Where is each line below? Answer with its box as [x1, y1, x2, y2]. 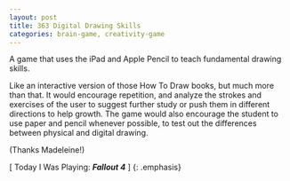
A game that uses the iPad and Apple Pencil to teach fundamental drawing [9, 54, 282, 65]
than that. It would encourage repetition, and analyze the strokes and [9, 90, 262, 100]
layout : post [9, 12, 58, 22]
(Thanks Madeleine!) [9, 145, 85, 155]
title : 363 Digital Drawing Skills [9, 21, 141, 30]
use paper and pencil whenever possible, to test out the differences [9, 118, 257, 129]
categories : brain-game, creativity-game [9, 29, 165, 38]
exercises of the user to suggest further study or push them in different [9, 99, 270, 110]
